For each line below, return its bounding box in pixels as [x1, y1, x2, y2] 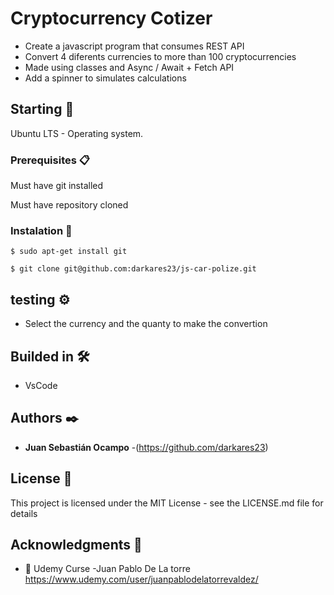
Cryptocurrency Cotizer [10, 7, 213, 30]
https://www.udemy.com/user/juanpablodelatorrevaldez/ [24, 573, 259, 586]
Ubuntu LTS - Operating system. [10, 127, 144, 139]
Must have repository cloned [10, 199, 129, 211]
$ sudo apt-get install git [10, 247, 128, 257]
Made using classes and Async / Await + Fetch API [24, 61, 235, 73]
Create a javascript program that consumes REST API [24, 40, 245, 52]
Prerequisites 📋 [10, 153, 90, 167]
